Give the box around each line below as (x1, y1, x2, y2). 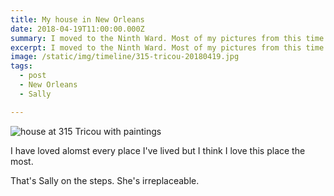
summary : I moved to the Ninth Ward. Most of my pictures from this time (10, 33, 325, 43)
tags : (10, 61, 33, 71)
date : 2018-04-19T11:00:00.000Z (10, 24, 145, 34)
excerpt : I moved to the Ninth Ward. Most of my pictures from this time (10, 42, 325, 53)
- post (19, 71, 47, 81)
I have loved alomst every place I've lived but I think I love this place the (10, 144, 306, 156)
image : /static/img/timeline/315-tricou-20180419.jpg (10, 52, 240, 62)
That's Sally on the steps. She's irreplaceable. (10, 174, 200, 186)
